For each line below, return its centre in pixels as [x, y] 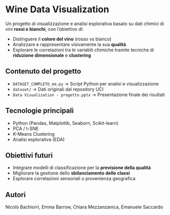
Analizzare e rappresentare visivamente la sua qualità [69, 44]
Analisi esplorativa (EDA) [39, 139]
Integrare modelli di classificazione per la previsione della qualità [82, 168]
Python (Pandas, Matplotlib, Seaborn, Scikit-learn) [66, 123]
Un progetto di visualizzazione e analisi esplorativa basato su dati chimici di [85, 24]
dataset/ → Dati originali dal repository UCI [58, 89]
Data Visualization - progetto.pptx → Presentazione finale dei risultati [89, 94]
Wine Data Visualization [57, 9]
